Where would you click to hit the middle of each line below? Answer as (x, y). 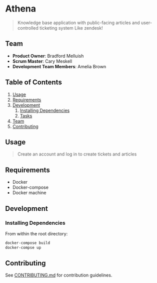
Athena (21, 9)
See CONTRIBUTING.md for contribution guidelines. (59, 275)
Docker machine (29, 193)
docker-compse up (23, 247)
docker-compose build (28, 243)
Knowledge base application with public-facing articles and (78, 23)
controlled (28, 28)
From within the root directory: (36, 233)
